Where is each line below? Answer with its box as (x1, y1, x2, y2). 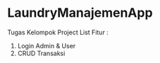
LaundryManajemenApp (7, 5, 153, 21)
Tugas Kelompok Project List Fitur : (7, 28, 109, 36)
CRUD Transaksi (17, 49, 66, 57)
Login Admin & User (17, 41, 76, 50)
